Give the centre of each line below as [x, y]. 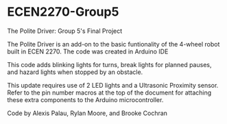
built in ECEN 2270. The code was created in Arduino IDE [88, 51]
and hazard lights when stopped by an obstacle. [75, 72]
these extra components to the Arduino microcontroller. [85, 99]
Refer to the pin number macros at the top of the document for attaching [109, 92]
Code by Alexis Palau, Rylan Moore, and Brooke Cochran [87, 113]
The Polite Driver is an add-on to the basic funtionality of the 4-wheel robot [113, 44]
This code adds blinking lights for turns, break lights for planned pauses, [109, 64]
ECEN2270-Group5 [63, 12]
